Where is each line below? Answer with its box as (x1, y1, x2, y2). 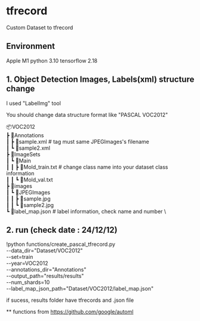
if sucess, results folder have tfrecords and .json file (6, 297, 134, 304)
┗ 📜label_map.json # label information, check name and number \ (6, 208, 167, 215)
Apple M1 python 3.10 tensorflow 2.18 (6, 57, 98, 64)
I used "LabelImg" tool (6, 100, 61, 107)
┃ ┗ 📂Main (6, 157, 32, 164)
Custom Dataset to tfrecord (6, 24, 73, 31)
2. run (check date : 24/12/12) (6, 225, 118, 235)
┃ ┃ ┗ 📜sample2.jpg (6, 201, 54, 208)
